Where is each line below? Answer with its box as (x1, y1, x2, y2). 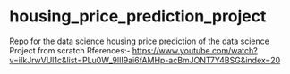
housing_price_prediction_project (9, 6, 267, 27)
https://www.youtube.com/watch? (132, 45, 258, 55)
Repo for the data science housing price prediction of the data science (9, 36, 270, 46)
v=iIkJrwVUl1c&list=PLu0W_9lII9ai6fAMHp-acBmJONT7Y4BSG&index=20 (9, 54, 281, 65)
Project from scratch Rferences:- (9, 45, 131, 55)
